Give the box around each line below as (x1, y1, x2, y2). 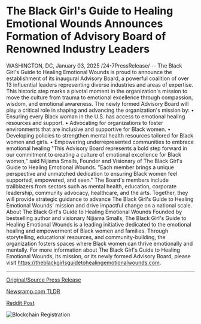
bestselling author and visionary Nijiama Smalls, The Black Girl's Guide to (6, 214, 187, 222)
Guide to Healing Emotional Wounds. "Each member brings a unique (6, 163, 175, 171)
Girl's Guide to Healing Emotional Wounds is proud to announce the (6, 68, 172, 75)
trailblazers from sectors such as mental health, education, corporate (6, 182, 177, 189)
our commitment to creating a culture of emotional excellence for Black (6, 151, 181, 158)
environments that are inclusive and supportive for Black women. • (6, 126, 171, 133)
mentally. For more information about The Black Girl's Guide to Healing (6, 246, 181, 253)
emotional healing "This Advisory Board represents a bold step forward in (6, 145, 187, 152)
